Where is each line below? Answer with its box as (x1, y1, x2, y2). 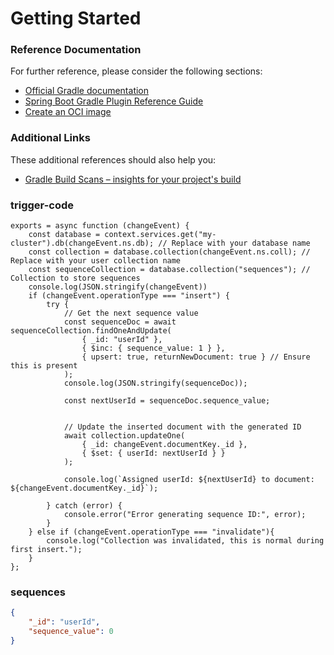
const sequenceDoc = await (63, 317, 177, 327)
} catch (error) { (46, 501, 123, 511)
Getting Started (10, 7, 142, 30)
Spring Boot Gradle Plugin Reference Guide (24, 95, 204, 107)
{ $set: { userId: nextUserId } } (81, 448, 226, 459)
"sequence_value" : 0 (28, 627, 114, 637)
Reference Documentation (10, 43, 142, 57)
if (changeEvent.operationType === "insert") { (28, 291, 230, 301)
